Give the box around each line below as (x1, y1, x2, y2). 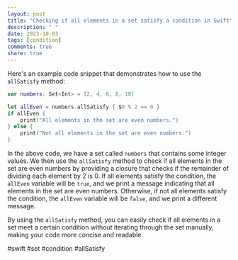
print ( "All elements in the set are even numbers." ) (20, 116, 179, 124)
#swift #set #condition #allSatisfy (7, 244, 106, 252)
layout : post (7, 10, 46, 18)
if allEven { (7, 110, 46, 117)
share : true (7, 50, 42, 57)
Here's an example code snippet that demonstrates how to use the (7, 69, 202, 78)
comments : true (7, 43, 52, 50)
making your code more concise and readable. (7, 231, 144, 239)
